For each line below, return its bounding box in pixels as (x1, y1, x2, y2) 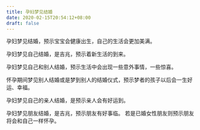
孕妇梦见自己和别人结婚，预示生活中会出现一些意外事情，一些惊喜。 (6, 63, 177, 70)
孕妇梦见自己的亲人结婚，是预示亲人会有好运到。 (6, 97, 129, 104)
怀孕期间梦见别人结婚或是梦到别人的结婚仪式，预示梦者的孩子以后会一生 (6, 77, 187, 84)
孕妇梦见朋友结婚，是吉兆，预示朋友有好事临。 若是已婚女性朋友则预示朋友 (6, 110, 195, 117)
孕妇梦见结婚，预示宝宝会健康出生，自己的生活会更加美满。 (6, 38, 156, 45)
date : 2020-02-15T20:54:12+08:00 (6, 15, 91, 21)
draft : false (6, 20, 40, 26)
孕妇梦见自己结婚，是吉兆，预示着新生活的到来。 (6, 50, 129, 58)
